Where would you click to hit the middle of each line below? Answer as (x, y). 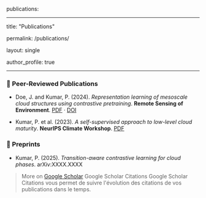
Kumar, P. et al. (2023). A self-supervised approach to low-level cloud (104, 122)
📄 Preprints (23, 145)
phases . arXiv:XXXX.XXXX (49, 164)
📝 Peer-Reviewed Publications (52, 83)
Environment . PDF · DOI (46, 110)
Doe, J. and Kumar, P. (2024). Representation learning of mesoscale (101, 97)
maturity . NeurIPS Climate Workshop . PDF (70, 129)
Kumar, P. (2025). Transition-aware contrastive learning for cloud (98, 158)
